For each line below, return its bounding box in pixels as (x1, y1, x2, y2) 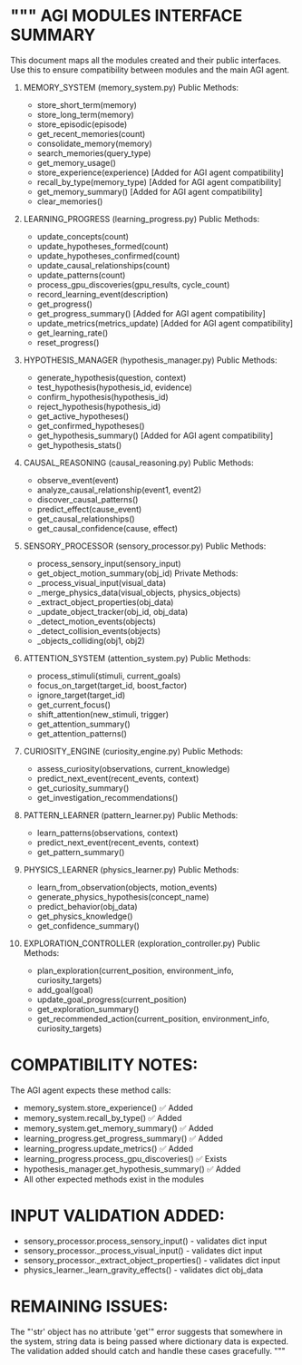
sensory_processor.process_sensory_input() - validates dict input (23, 1235, 268, 1246)
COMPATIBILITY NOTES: (10, 1055, 199, 1076)
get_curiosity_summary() (36, 782, 130, 794)
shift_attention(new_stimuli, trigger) (36, 708, 170, 719)
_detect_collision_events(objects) (36, 625, 161, 636)
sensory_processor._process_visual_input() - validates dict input (23, 1244, 263, 1256)
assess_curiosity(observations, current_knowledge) (36, 763, 230, 774)
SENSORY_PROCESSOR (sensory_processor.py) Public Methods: (23, 541, 267, 551)
